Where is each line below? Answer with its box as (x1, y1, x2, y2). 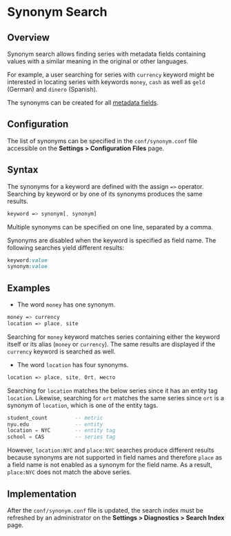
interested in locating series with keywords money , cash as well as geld (7, 78, 205, 86)
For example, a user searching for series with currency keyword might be (7, 70, 215, 79)
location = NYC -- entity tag (7, 427, 116, 434)
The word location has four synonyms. (17, 360, 129, 369)
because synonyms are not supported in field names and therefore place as (7, 453, 223, 462)
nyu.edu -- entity (7, 421, 103, 428)
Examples (7, 282, 50, 293)
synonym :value (7, 263, 48, 270)
